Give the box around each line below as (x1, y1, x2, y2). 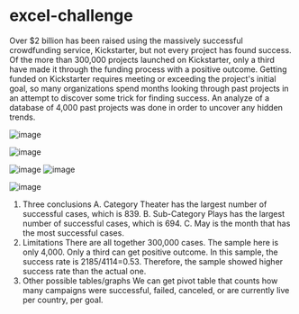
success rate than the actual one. (22, 265, 147, 276)
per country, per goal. (22, 294, 104, 305)
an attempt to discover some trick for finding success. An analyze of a (9, 92, 270, 103)
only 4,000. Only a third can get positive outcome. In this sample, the (22, 247, 278, 257)
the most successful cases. (22, 227, 124, 238)
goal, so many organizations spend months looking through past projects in (9, 83, 290, 94)
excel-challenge (9, 5, 133, 26)
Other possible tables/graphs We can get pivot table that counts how (22, 275, 278, 286)
